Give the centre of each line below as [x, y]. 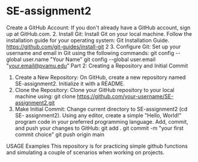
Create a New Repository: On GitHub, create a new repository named [100, 77]
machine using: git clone [45, 96]
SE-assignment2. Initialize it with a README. [70, 83]
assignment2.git [35, 102]
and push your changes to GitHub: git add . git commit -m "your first [99, 128]
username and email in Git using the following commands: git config [90, 53]
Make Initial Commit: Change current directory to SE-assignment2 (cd [101, 109]
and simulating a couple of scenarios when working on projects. [85, 152]
